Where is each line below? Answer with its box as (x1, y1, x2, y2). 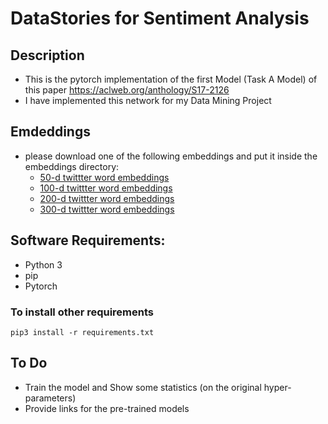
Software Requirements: (10, 232, 166, 249)
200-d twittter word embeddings (39, 192, 175, 204)
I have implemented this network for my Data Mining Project (24, 95, 272, 106)
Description (10, 47, 85, 64)
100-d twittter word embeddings (39, 182, 173, 194)
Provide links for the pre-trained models (24, 402, 190, 414)
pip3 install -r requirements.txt (10, 327, 155, 337)
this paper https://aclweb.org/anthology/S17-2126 (24, 84, 230, 96)
